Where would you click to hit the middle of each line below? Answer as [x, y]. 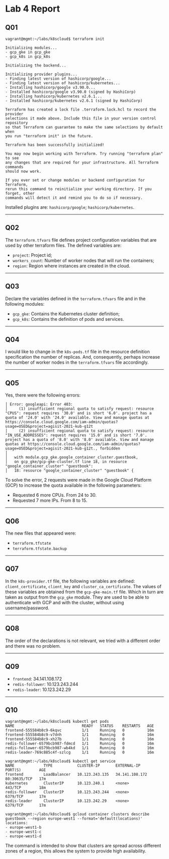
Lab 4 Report [33, 9]
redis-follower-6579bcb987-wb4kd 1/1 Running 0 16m [80, 748]
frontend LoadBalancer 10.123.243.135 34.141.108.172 [76, 775]
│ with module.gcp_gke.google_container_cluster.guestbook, [72, 457]
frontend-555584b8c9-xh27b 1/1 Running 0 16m [80, 739]
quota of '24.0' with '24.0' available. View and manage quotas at [77, 418]
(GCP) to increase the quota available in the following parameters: [73, 485]
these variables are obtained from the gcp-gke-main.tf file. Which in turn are [84, 592]
